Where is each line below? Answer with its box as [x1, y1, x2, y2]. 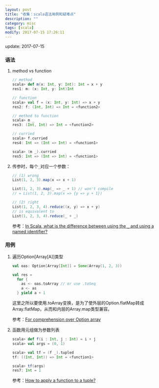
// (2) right [12, 200, 39, 205]
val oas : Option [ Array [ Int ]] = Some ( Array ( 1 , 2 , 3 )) [12, 263, 122, 268]
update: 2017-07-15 [5, 44, 45, 49]
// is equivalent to [12, 209, 54, 214]
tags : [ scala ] [5, 25, 34, 30]
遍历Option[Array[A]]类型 [12, 253, 64, 260]
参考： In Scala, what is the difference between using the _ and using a [12, 223, 154, 229]
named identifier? [12, 228, 48, 234]
